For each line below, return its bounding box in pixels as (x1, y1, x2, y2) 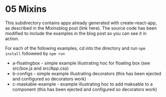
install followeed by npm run (5, 50, 65, 56)
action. (5, 36, 19, 42)
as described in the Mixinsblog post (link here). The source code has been (5, 25, 157, 31)
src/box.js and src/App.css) (12, 65, 69, 71)
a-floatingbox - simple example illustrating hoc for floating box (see (12, 60, 150, 66)
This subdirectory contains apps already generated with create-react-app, (5, 20, 157, 26)
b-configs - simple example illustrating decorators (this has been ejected (12, 70, 162, 76)
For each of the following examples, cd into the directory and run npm (5, 45, 146, 51)
